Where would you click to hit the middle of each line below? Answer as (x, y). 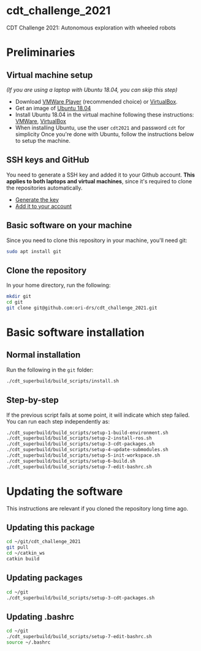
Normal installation (44, 355)
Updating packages (44, 578)
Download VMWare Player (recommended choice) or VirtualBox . (96, 101)
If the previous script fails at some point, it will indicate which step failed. (98, 415)
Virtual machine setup (50, 75)
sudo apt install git (34, 251)
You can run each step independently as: (58, 421)
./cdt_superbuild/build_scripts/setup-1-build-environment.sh (87, 433)
